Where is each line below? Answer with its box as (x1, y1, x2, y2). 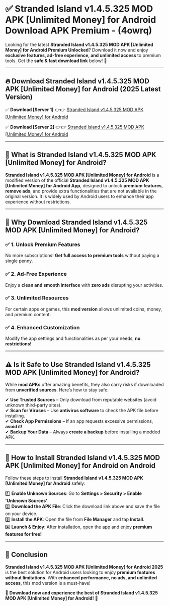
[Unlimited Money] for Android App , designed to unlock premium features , (5, 182, 163, 188)
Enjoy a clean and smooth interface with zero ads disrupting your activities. (5, 282, 163, 288)
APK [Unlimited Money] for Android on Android (5, 462, 156, 470)
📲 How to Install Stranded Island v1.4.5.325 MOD (5, 453, 160, 462)
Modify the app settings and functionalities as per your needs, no (5, 335, 141, 341)
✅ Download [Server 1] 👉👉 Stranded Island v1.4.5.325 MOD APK (5, 107, 144, 113)
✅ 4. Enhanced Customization (5, 324, 80, 331)
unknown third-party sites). (5, 402, 62, 408)
